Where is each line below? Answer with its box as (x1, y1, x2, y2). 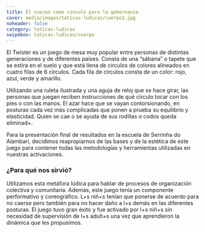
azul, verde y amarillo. (6, 75, 63, 82)
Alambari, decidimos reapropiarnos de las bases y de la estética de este (6, 137, 189, 145)
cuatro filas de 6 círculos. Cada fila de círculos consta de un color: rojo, (6, 68, 187, 75)
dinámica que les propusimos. (6, 219, 83, 226)
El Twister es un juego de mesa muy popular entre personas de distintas (6, 48, 189, 56)
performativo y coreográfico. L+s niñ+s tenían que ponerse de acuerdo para (6, 193, 199, 200)
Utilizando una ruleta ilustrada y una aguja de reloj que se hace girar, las (6, 87, 189, 94)
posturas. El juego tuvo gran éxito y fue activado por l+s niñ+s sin (6, 206, 173, 214)
